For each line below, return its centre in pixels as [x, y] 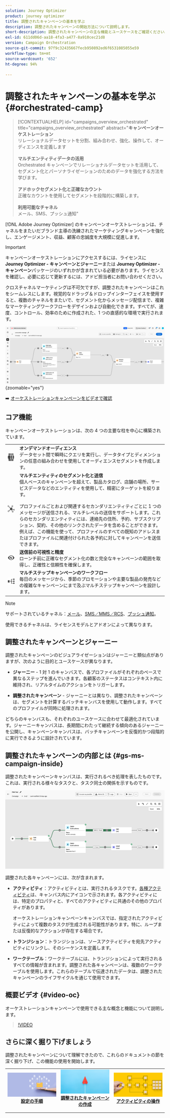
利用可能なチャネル [38, 207]
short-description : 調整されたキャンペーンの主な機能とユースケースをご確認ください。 [87, 32]
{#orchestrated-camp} [54, 108]
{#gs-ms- [128, 756]
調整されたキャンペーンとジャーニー [61, 642]
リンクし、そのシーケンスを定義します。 [72, 948]
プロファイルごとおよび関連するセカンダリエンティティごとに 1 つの [91, 506]
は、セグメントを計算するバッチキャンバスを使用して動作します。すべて [88, 702]
